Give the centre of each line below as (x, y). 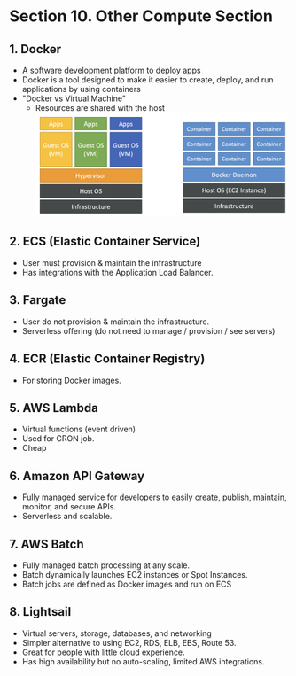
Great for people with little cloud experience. (103, 652)
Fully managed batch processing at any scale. (106, 565)
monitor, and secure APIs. (69, 507)
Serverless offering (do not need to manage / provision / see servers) (148, 330)
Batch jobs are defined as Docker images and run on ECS (127, 584)
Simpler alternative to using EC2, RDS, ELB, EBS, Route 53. (129, 642)
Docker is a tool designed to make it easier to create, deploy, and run (148, 80)
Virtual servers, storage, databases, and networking (117, 633)
